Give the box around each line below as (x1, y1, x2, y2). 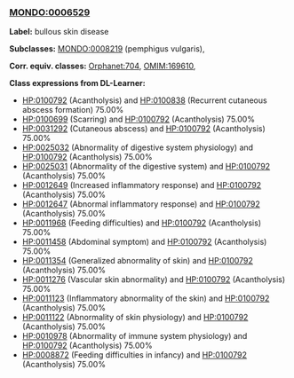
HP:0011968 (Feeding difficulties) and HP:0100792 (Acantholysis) (21, 217, 262, 228)
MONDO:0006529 (9, 6, 91, 19)
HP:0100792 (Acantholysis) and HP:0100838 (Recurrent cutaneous (21, 95, 268, 106)
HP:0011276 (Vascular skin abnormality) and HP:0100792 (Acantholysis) (21, 274, 286, 285)
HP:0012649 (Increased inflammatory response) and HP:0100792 (21, 180, 262, 191)
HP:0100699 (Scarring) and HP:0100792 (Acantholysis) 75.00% (21, 114, 256, 125)
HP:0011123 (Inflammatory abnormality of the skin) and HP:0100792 (21, 293, 270, 303)
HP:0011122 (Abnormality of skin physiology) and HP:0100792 (21, 312, 249, 323)
